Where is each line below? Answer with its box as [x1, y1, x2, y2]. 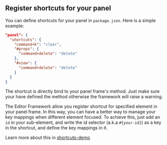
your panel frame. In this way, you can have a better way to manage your [5, 109, 156, 115]
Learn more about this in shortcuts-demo [5, 134, 90, 140]
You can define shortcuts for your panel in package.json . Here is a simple [5, 17, 156, 23]
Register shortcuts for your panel [5, 4, 111, 13]
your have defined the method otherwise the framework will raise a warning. [5, 94, 163, 100]
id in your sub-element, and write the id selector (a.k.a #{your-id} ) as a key [5, 119, 161, 125]
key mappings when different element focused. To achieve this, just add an [5, 114, 160, 120]
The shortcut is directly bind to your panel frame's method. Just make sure [5, 88, 160, 95]
